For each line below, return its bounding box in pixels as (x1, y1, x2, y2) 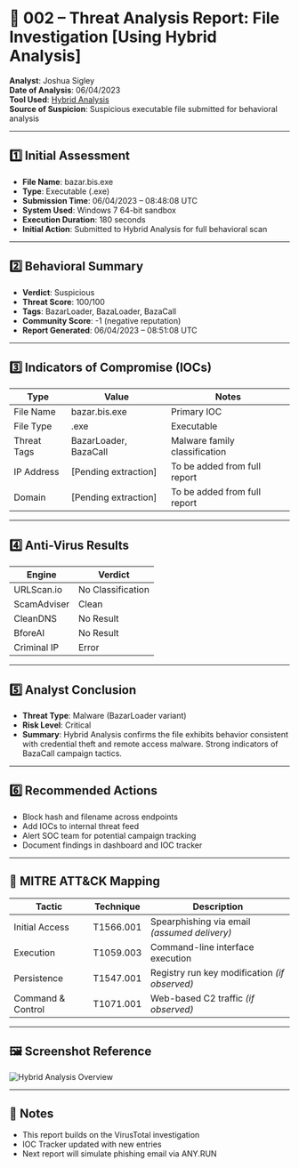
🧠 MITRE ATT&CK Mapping (9, 874, 160, 889)
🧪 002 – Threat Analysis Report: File (9, 8, 280, 28)
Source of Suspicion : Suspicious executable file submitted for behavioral (9, 103, 278, 114)
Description (192, 900, 244, 913)
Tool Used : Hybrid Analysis (9, 93, 109, 105)
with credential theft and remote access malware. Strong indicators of (21, 738, 279, 749)
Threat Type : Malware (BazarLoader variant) (21, 711, 187, 721)
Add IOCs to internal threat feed (21, 820, 140, 831)
